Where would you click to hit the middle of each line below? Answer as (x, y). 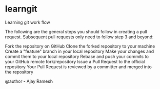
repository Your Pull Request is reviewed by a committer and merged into (79, 67)
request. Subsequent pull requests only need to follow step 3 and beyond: (79, 37)
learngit (21, 9)
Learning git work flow (28, 22)
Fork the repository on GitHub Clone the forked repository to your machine (80, 46)
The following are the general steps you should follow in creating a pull (76, 31)
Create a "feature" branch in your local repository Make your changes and (80, 51)
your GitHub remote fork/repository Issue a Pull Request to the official (75, 61)
